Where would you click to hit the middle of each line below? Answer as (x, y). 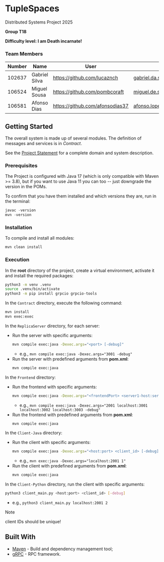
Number (17, 67)
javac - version (20, 210)
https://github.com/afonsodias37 (91, 106)
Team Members (24, 53)
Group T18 (16, 31)
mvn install (17, 312)
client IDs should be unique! (33, 522)
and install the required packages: (39, 275)
